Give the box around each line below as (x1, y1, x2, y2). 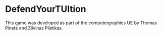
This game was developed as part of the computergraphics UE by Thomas (5, 20, 157, 26)
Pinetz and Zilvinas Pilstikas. (5, 25, 63, 31)
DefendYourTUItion (5, 3, 86, 15)
